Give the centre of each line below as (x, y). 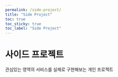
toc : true (15, 19)
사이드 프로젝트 (34, 55)
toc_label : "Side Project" (33, 28)
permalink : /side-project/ (33, 10)
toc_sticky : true (23, 24)
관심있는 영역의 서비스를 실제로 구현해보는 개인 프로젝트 (59, 69)
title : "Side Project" (29, 14)
